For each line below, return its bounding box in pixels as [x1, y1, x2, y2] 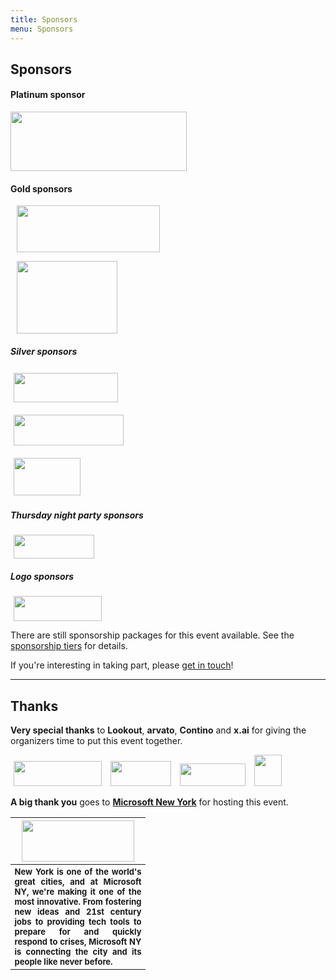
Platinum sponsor [10, 89, 86, 101]
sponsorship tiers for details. [10, 640, 128, 652]
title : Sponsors [10, 14, 78, 25]
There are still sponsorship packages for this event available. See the [10, 629, 295, 641]
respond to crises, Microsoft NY [14, 936, 142, 948]
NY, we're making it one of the [14, 886, 142, 898]
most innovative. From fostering [14, 896, 142, 908]
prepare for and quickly [14, 926, 142, 938]
